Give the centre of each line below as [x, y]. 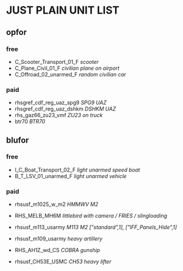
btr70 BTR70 [30, 121]
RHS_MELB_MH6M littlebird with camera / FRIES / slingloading [91, 216]
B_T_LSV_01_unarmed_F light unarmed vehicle [71, 176]
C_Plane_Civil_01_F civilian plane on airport [67, 68]
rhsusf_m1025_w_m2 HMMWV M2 [56, 204]
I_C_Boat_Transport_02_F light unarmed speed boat [77, 170]
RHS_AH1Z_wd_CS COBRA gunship [57, 250]
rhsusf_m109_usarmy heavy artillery [58, 239]
